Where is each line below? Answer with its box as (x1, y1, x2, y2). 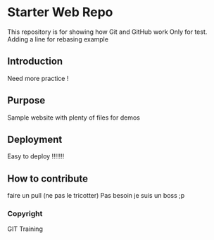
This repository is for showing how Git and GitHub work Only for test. (7, 27, 208, 36)
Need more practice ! (7, 74, 69, 82)
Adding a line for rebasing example (7, 34, 109, 43)
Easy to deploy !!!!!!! (7, 152, 65, 160)
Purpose (7, 94, 46, 106)
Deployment (7, 133, 63, 145)
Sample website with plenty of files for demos (7, 113, 141, 122)
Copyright (7, 209, 43, 219)
